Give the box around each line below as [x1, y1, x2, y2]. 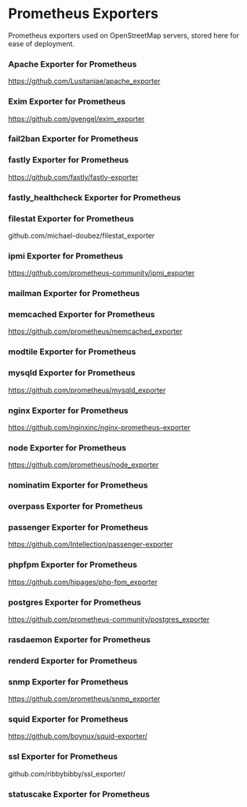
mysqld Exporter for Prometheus [8, 367, 136, 378]
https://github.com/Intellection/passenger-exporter [8, 539, 173, 550]
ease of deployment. [8, 38, 75, 48]
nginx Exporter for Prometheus [8, 405, 129, 416]
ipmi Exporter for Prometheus [8, 250, 124, 261]
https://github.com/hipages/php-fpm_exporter [8, 577, 158, 586]
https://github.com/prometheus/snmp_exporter [8, 694, 161, 703]
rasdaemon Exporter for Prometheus [8, 634, 151, 645]
